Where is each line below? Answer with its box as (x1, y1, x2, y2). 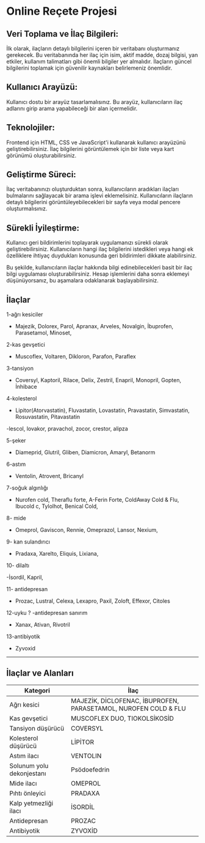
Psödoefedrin (71, 765, 110, 774)
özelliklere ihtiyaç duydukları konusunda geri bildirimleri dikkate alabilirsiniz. (6, 252, 197, 259)
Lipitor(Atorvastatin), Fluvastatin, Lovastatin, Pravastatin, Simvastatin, (15, 407, 190, 414)
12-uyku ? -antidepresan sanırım (6, 609, 88, 617)
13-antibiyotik (6, 633, 41, 640)
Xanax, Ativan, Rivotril (15, 621, 70, 628)
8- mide (6, 515, 26, 522)
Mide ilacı (9, 779, 37, 787)
